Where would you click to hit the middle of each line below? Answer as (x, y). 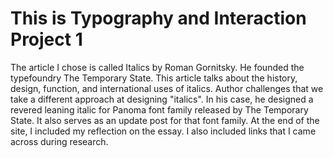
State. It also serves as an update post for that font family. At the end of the (165, 120)
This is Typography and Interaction (158, 18)
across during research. (59, 141)
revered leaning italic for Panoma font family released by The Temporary (159, 109)
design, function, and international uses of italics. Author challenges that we (167, 88)
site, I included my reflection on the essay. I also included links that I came (163, 131)
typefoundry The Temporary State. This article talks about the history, (154, 78)
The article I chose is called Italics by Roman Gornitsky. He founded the (157, 67)
